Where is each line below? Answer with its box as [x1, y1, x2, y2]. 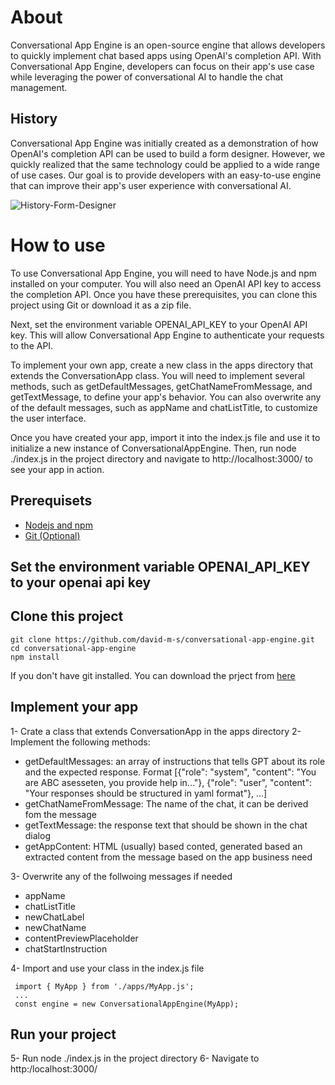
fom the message [24, 808, 97, 820]
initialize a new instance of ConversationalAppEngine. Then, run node [10, 442, 297, 454]
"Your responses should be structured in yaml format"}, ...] [24, 787, 268, 799]
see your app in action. [10, 463, 105, 475]
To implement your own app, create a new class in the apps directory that [10, 359, 314, 371]
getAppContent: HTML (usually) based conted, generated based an [24, 840, 303, 852]
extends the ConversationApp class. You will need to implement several [10, 369, 305, 381]
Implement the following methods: [10, 736, 151, 748]
